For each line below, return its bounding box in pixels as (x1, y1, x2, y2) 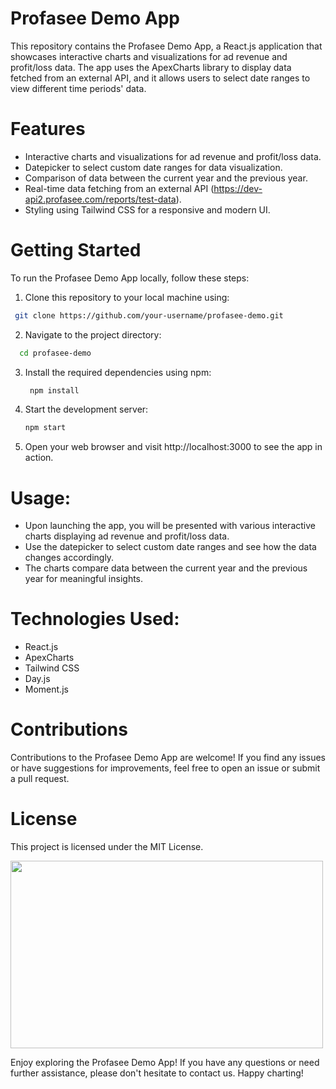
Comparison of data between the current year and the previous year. (24, 172, 308, 184)
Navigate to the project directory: (24, 328, 162, 341)
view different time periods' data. (10, 82, 147, 94)
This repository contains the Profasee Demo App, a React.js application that (10, 40, 323, 52)
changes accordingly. (24, 552, 115, 564)
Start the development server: (24, 403, 149, 416)
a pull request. (10, 773, 70, 785)
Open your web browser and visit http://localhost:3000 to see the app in (24, 441, 323, 453)
